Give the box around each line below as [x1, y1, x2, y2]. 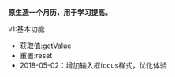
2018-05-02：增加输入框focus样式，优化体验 [19, 60, 167, 70]
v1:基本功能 [8, 24, 45, 34]
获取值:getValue [19, 41, 72, 50]
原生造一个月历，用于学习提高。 [8, 8, 112, 16]
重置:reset [19, 51, 53, 60]
